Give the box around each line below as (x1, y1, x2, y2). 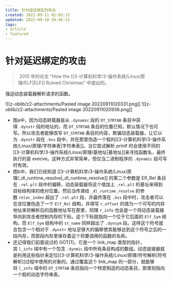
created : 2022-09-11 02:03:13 (5, 12, 70, 17)
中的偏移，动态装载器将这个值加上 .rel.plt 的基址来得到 (43, 181, 163, 187)
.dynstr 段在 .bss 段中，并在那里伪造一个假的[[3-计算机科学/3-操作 (18, 136, 162, 142)
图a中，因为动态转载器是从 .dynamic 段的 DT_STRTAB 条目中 (12, 117, 137, 123)
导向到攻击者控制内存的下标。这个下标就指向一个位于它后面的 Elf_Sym (12, 213, 161, 219)
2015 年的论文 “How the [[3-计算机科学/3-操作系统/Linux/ (19, 73, 141, 79)
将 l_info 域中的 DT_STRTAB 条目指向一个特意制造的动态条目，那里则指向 (12, 265, 165, 271)
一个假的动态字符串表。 (12, 271, 63, 277)
